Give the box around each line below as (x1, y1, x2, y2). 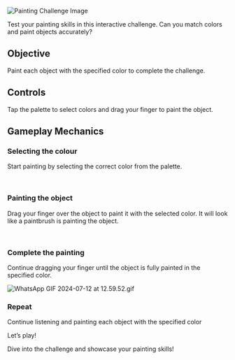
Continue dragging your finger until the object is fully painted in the (7, 263, 201, 272)
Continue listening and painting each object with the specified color (7, 318, 202, 326)
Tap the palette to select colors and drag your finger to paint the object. (7, 105, 213, 113)
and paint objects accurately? (7, 28, 93, 36)
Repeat (7, 301, 32, 311)
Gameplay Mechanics (7, 126, 104, 138)
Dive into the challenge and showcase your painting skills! (7, 345, 174, 353)
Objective (7, 48, 51, 59)
